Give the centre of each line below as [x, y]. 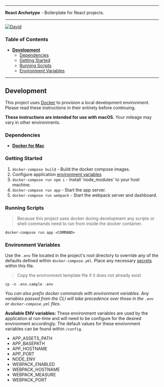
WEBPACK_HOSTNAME [36, 369]
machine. [21, 184]
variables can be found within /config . [44, 329]
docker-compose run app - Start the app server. [59, 190]
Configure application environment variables [57, 174]
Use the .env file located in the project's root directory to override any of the [82, 255]
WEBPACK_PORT [30, 380]
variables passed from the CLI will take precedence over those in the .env [79, 298]
